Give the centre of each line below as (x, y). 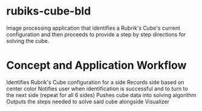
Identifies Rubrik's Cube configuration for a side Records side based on (95, 82)
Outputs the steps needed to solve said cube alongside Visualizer (88, 101)
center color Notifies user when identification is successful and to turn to (97, 89)
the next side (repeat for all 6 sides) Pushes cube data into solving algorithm (101, 95)
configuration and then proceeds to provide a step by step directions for (96, 34)
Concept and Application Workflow (96, 66)
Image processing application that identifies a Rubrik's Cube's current (93, 28)
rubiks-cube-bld (49, 11)
